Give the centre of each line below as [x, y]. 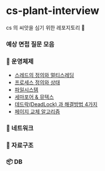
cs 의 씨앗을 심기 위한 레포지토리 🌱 [45, 27]
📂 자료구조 [20, 145]
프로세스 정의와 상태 [37, 82]
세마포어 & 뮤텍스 [34, 97]
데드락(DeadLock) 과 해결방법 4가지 [56, 104]
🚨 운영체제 [20, 61]
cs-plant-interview [53, 11]
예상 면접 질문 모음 [30, 44]
